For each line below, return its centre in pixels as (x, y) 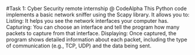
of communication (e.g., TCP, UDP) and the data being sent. (79, 46)
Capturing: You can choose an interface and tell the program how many (93, 27)
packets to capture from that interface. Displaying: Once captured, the (91, 33)
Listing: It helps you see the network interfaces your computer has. (87, 21)
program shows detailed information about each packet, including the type (97, 39)
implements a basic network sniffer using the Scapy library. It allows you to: (98, 15)
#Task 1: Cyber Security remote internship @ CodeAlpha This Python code (97, 8)
